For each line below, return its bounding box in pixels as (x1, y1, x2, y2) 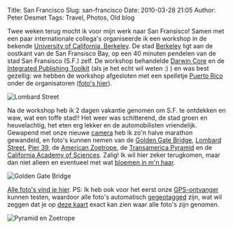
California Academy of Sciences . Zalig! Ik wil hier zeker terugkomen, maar (7, 151, 220, 159)
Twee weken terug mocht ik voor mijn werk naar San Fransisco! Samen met (7, 27, 225, 35)
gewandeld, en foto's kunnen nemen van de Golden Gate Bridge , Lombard (7, 136, 222, 144)
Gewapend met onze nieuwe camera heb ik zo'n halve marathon (7, 129, 193, 137)
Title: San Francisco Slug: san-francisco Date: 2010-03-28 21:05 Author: (7, 6, 216, 14)
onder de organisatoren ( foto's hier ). (7, 79, 113, 87)
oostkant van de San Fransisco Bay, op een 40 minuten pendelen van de (7, 49, 216, 57)
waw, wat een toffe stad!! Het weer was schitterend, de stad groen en (7, 113, 208, 122)
